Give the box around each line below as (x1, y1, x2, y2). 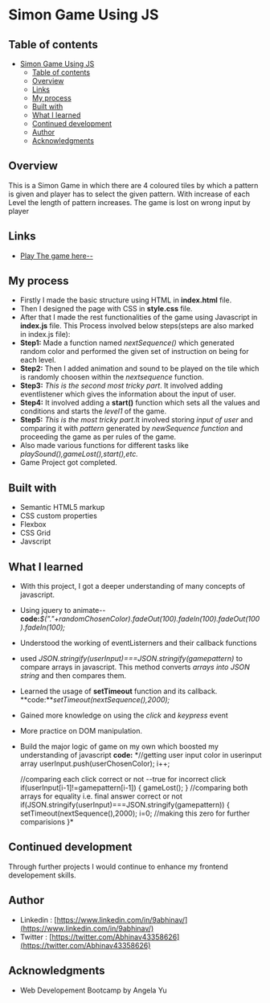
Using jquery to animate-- (19, 606, 106, 615)
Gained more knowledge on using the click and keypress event (19, 710, 229, 721)
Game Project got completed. (19, 458, 118, 467)
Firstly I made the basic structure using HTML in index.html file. (19, 295, 232, 305)
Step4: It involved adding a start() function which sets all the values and (19, 398, 260, 408)
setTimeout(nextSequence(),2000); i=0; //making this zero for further (19, 808, 251, 818)
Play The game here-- (19, 251, 94, 261)
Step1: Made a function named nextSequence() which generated (19, 338, 235, 347)
